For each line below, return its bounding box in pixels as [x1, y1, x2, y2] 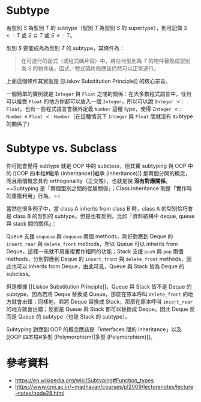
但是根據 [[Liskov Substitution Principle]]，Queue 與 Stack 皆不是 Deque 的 [6, 283, 192, 290]
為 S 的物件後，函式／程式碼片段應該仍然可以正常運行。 [20, 64, 159, 72]
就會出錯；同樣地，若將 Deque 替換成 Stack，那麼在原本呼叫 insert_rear [11, 298, 193, 305]
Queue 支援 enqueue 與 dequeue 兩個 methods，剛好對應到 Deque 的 [6, 232, 173, 240]
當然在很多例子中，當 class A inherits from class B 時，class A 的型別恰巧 [6, 205, 188, 212]
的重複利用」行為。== [6, 192, 61, 199]
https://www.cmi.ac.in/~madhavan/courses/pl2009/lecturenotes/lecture [14, 383, 194, 390]
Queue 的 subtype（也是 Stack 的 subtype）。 [17, 313, 131, 320]
